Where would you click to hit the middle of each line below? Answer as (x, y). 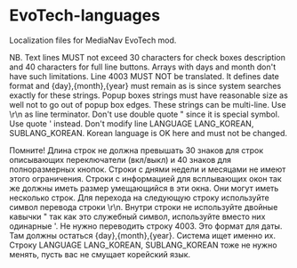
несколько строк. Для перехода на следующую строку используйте (139, 198)
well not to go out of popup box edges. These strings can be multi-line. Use (148, 104)
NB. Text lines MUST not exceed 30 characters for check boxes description (148, 57)
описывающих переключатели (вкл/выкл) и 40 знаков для (120, 159)
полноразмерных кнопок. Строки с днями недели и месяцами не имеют (148, 169)
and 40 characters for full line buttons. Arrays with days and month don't (143, 67)
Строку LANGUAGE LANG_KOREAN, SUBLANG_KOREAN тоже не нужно (143, 245)
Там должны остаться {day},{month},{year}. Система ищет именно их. (142, 235)
